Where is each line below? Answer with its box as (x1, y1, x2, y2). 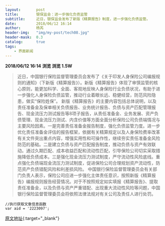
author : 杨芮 (5, 26, 44, 31)
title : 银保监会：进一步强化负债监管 (5, 12, 88, 17)
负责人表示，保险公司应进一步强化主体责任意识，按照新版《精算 (21, 172, 152, 178)
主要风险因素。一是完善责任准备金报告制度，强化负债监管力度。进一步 (17, 123, 161, 129)
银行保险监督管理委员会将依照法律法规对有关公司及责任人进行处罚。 (17, 191, 156, 197)
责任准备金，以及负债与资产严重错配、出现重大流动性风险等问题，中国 (17, 184, 161, 190)
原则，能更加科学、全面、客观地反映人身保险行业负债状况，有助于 (21, 86, 156, 91)
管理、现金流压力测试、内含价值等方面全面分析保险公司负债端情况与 (21, 117, 161, 123)
